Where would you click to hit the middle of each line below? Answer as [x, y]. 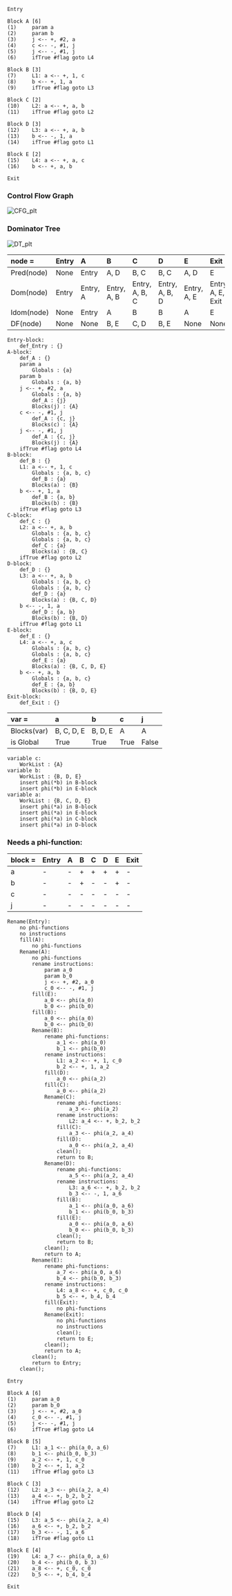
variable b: [24, 770]
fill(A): [32, 940]
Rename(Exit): [64, 1314]
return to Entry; [57, 1363]
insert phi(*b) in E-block [58, 788]
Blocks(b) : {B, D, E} [65, 690]
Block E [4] [24, 1550]
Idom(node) [30, 312]
